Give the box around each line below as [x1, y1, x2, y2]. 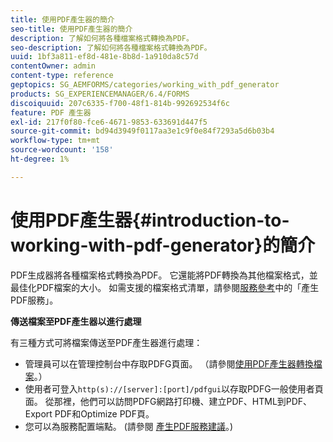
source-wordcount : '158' [10, 145, 114, 155]
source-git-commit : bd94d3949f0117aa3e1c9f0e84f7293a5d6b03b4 [10, 126, 275, 136]
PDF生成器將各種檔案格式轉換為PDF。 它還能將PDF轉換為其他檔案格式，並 [10, 269, 318, 281]
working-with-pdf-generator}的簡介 [10, 234, 316, 256]
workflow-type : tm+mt [10, 136, 101, 146]
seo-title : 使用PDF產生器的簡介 [10, 24, 133, 34]
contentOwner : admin [10, 61, 97, 71]
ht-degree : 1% [10, 154, 70, 164]
